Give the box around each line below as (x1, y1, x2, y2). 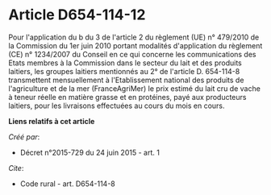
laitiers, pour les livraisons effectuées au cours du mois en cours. (8, 101, 225, 110)
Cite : (8, 163, 24, 172)
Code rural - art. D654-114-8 (19, 179, 115, 189)
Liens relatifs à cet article (8, 116, 95, 126)
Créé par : (8, 131, 40, 142)
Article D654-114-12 (8, 6, 146, 24)
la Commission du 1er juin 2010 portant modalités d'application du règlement (8, 40, 263, 50)
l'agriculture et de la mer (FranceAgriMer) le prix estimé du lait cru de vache (8, 83, 261, 93)
